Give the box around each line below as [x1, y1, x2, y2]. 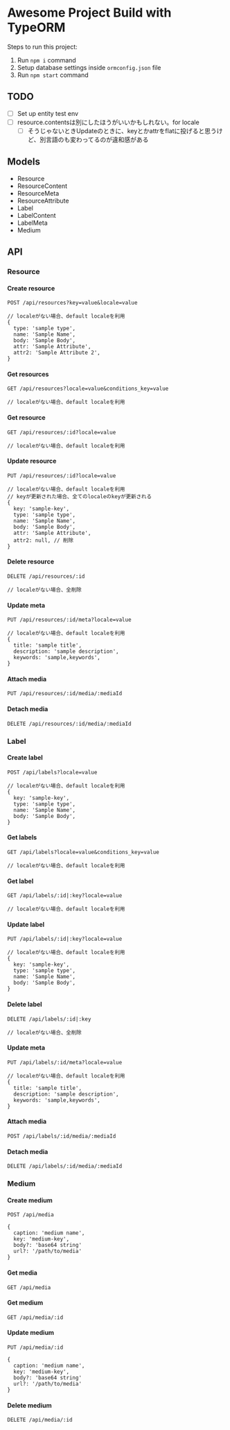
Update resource [7, 457, 57, 466]
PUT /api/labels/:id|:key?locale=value [7, 935, 123, 943]
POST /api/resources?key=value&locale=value [7, 300, 138, 307]
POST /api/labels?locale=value [7, 769, 98, 776]
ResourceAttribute [17, 196, 69, 205]
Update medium [7, 1329, 54, 1337]
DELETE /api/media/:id [7, 1417, 73, 1424]
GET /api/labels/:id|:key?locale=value [7, 892, 123, 899]
